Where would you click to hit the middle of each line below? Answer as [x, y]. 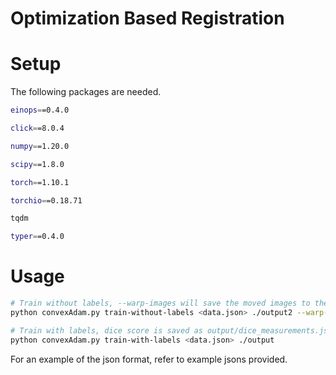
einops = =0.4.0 [40, 110]
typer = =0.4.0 [37, 237]
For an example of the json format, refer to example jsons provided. [149, 359]
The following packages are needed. [86, 92]
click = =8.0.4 [37, 128]
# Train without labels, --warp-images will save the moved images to [160, 303]
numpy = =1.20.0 [40, 146]
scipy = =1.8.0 [37, 164]
